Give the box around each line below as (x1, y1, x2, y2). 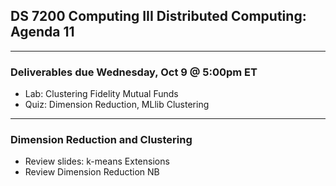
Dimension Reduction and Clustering (10, 133, 193, 147)
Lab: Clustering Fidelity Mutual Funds (24, 88, 179, 100)
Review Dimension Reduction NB (24, 166, 160, 178)
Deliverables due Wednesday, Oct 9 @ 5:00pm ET (10, 65, 258, 79)
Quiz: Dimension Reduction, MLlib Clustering (24, 99, 210, 111)
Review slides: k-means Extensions (24, 155, 170, 168)
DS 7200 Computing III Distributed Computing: (10, 8, 307, 25)
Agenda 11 (10, 24, 75, 41)
